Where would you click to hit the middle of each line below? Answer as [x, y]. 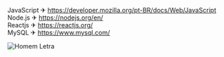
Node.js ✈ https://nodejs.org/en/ [55, 18]
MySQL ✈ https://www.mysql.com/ [59, 32]
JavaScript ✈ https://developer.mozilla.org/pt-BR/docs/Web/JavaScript [112, 10]
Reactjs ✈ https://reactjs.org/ [50, 25]
